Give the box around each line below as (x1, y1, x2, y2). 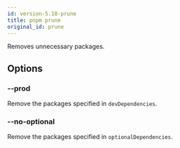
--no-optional (7, 117, 55, 126)
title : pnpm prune (7, 17, 61, 24)
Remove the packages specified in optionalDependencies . (7, 133, 173, 141)
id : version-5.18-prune (7, 10, 77, 17)
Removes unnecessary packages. (7, 43, 105, 51)
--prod (7, 83, 31, 93)
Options (7, 62, 43, 74)
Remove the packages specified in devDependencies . (7, 99, 158, 108)
